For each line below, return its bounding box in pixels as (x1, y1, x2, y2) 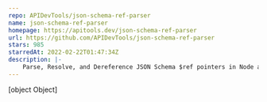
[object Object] (8, 85, 58, 94)
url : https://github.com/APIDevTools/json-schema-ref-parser (8, 33, 215, 42)
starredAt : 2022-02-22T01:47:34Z (8, 48, 119, 56)
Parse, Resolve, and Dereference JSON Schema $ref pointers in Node (22, 63, 254, 71)
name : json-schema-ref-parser (8, 19, 109, 27)
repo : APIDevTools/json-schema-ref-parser (8, 11, 151, 20)
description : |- (8, 56, 62, 64)
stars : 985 (8, 41, 44, 49)
